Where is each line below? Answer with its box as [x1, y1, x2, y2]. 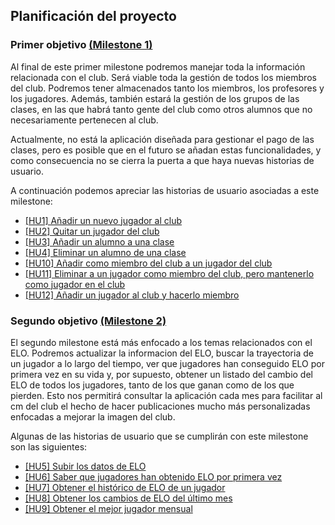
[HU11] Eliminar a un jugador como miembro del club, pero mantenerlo [24, 267, 315, 279]
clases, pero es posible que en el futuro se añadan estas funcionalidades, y [10, 144, 322, 156]
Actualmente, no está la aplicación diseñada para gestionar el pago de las [10, 133, 315, 145]
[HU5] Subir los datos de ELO [24, 460, 147, 472]
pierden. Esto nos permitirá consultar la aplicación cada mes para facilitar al [10, 389, 323, 401]
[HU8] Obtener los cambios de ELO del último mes [24, 492, 233, 504]
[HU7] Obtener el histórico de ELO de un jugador [24, 481, 226, 493]
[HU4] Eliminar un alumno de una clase [24, 246, 187, 258]
